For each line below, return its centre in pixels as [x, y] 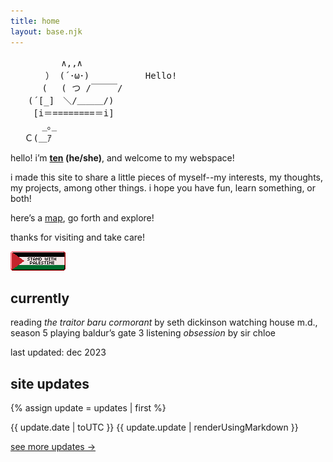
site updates [50, 383]
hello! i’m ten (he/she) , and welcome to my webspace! [122, 157]
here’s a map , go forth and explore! [82, 217]
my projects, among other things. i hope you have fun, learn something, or [163, 187]
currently [40, 298]
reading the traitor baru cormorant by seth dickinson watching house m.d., [164, 322]
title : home [35, 21]
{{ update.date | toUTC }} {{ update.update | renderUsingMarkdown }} [154, 427]
